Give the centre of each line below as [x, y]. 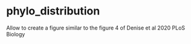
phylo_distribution [53, 11]
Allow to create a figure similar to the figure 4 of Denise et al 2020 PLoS [96, 28]
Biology [16, 34]
